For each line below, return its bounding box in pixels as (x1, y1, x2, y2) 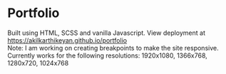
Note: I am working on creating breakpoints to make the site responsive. (7, 43, 219, 52)
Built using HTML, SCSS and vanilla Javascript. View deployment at (7, 28, 205, 37)
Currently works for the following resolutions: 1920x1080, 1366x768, (7, 51, 208, 60)
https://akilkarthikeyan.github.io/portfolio (7, 36, 127, 44)
